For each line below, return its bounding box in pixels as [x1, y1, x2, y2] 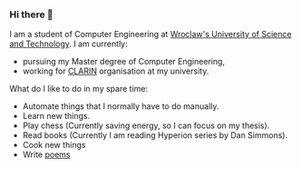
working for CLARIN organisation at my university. [22, 65, 209, 76]
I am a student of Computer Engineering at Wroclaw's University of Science [9, 29, 292, 40]
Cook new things [22, 140, 86, 151]
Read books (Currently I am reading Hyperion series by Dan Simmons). [22, 130, 288, 141]
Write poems [22, 149, 71, 160]
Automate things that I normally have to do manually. [22, 101, 219, 112]
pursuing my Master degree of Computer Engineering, [22, 56, 225, 67]
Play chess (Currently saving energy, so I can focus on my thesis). [22, 120, 270, 131]
